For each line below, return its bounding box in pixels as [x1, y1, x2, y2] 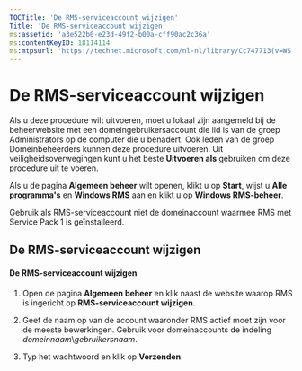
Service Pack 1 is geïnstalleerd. [9, 216, 125, 227]
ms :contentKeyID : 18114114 [9, 38, 111, 48]
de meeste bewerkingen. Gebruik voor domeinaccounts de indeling [22, 324, 272, 335]
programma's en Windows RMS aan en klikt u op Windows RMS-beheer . [9, 190, 284, 200]
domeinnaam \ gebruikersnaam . [22, 333, 138, 344]
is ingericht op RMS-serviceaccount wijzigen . [22, 297, 196, 308]
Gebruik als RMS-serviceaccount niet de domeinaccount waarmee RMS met [9, 208, 292, 218]
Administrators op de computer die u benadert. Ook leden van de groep [9, 134, 275, 145]
